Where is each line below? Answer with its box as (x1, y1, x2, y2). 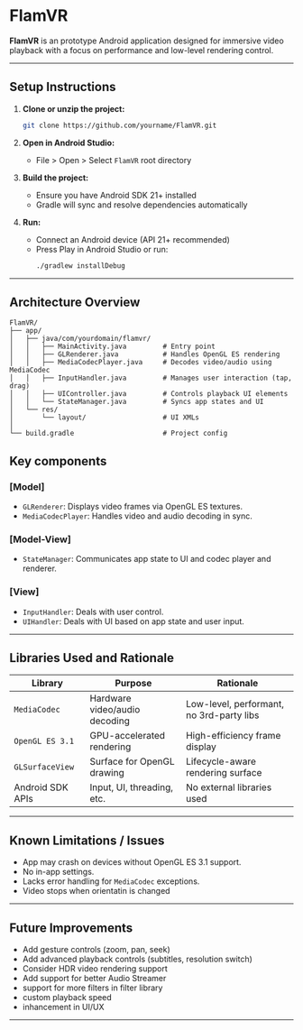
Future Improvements (9, 920, 133, 935)
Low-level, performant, (186, 698, 285, 711)
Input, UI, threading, (89, 781, 174, 794)
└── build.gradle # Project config (9, 429, 228, 438)
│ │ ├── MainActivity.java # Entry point (9, 342, 216, 352)
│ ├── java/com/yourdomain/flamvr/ (9, 335, 151, 344)
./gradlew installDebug (35, 261, 126, 271)
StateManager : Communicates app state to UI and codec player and (22, 554, 271, 565)
